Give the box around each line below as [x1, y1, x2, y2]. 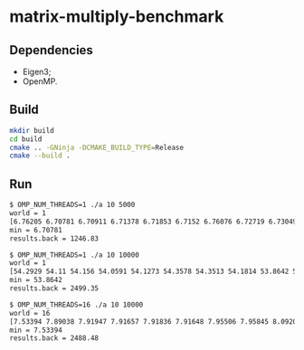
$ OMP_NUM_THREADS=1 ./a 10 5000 [9, 201, 136, 210]
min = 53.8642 [9, 276, 63, 285]
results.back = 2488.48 [9, 334, 100, 343]
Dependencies [9, 43, 93, 58]
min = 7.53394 [9, 326, 63, 335]
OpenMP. [22, 76, 58, 87]
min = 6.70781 [9, 225, 63, 234]
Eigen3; [22, 66, 52, 77]
